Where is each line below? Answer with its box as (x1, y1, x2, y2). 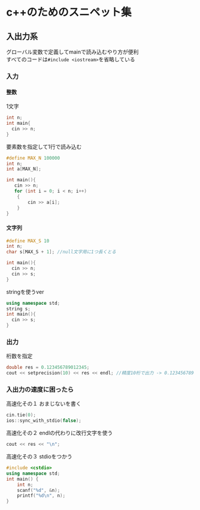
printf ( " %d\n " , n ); (17, 493, 66, 499)
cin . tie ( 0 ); (6, 412, 36, 418)
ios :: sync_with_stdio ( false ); (6, 418, 82, 424)
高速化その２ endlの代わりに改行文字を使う (6, 430, 113, 437)
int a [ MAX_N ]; (6, 166, 42, 172)
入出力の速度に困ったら (6, 385, 74, 394)
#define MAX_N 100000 (6, 155, 60, 161)
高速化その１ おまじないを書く (6, 400, 81, 407)
